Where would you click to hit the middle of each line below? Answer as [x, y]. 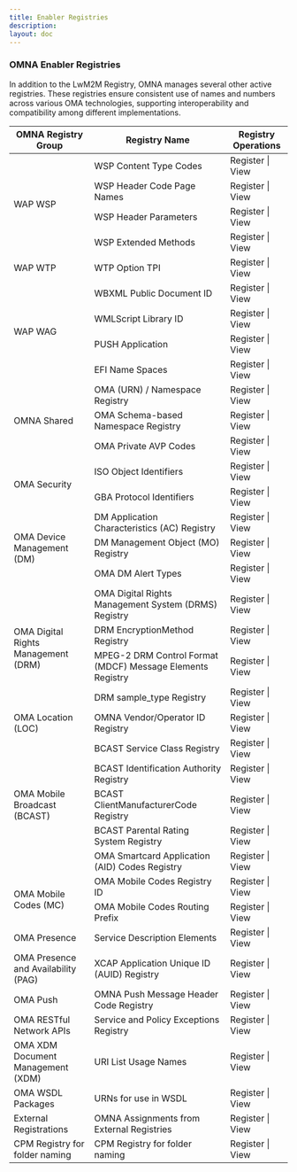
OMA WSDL [38, 1092]
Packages [34, 1104]
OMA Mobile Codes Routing [152, 906]
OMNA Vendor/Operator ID [150, 717]
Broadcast [35, 804]
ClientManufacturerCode [145, 804]
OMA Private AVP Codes [145, 446]
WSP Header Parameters [146, 216]
